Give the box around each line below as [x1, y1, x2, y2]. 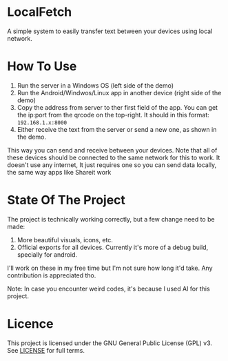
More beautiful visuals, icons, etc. [17, 235, 114, 244]
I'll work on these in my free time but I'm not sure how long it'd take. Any [7, 264, 213, 272]
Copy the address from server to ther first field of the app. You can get [17, 103, 218, 111]
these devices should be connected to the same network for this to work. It [7, 153, 220, 162]
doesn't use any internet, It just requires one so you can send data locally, [7, 160, 217, 169]
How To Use [7, 59, 77, 75]
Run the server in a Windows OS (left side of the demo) [17, 81, 174, 90]
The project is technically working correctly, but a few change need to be [7, 215, 215, 223]
